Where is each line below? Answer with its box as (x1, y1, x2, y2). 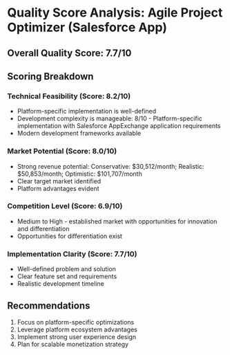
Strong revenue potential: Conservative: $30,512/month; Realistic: (17, 162, 204, 170)
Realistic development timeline (17, 280, 105, 288)
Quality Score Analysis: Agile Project (7, 5, 223, 21)
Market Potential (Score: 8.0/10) (7, 147, 117, 156)
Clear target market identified (17, 176, 102, 185)
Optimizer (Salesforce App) (7, 19, 168, 35)
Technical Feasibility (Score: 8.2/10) (7, 91, 131, 101)
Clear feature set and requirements (17, 272, 117, 281)
